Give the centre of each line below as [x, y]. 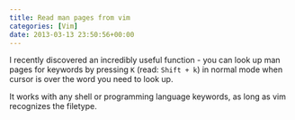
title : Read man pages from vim [70, 18]
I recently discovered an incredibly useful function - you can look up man [145, 60]
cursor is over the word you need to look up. [91, 79]
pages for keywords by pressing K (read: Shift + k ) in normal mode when [146, 69]
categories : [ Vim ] [44, 26]
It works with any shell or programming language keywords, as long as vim [147, 97]
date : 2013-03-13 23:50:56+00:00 [72, 34]
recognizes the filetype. [53, 106]
